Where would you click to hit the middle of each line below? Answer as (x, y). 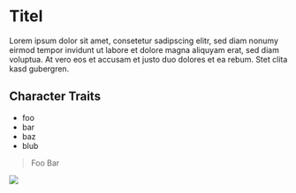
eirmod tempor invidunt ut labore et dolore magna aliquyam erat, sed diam (144, 49)
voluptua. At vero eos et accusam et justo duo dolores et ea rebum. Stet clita (148, 59)
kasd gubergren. (39, 69)
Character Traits (55, 96)
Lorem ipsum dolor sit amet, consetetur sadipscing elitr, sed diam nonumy (144, 41)
